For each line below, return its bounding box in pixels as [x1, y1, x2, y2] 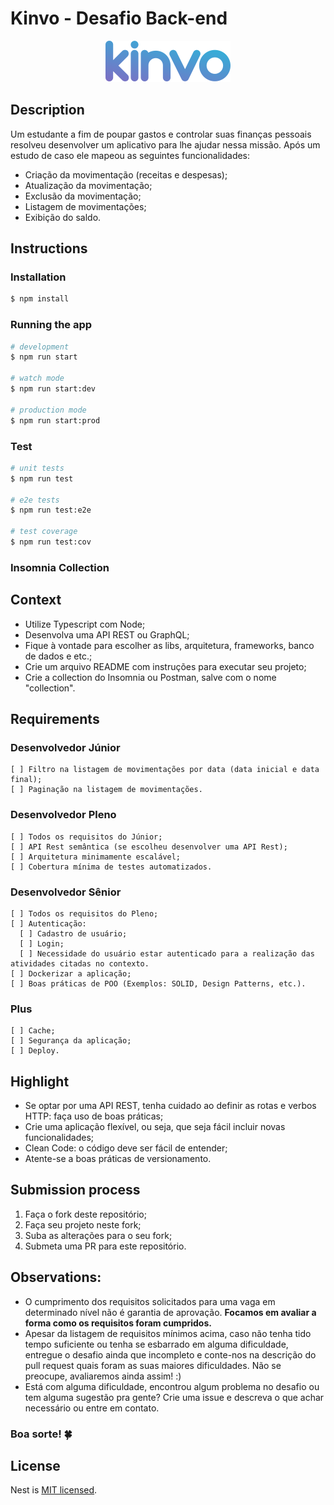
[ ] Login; [19, 938, 65, 949]
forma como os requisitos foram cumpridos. [24, 1317, 212, 1329]
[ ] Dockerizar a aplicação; [10, 968, 132, 979]
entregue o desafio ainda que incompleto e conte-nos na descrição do [24, 1348, 317, 1361]
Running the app [10, 318, 93, 332]
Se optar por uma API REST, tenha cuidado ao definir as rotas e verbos [24, 1100, 317, 1112]
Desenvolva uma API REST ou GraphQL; [24, 628, 190, 641]
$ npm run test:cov [10, 537, 92, 547]
